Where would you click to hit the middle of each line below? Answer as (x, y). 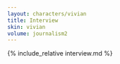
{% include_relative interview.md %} (60, 53)
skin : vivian (26, 27)
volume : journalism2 (38, 33)
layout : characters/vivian (47, 14)
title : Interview (33, 20)
